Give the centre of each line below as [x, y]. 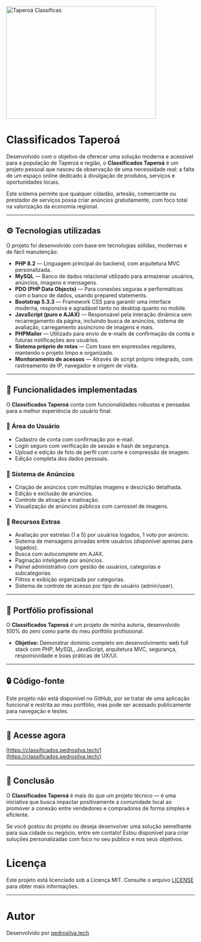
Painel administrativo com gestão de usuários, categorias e [88, 567]
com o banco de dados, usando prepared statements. [81, 295]
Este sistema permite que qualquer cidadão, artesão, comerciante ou [91, 193]
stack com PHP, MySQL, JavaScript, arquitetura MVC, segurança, [96, 649]
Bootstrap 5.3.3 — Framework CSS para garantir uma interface [93, 301]
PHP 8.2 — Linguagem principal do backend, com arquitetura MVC [98, 263]
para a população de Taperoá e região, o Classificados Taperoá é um [92, 163]
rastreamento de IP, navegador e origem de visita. [77, 365]
